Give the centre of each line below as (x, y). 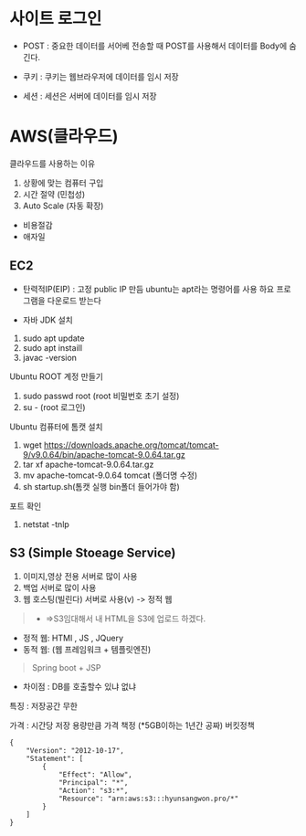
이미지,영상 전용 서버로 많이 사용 (80, 576)
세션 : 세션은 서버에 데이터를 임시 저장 (90, 96)
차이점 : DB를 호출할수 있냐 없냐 (79, 686)
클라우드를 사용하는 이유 (53, 163)
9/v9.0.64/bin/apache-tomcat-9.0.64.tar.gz (104, 454)
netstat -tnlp (46, 524)
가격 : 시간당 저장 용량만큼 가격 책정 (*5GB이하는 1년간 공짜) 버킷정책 (132, 725)
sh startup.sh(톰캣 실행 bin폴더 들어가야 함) (101, 486)
